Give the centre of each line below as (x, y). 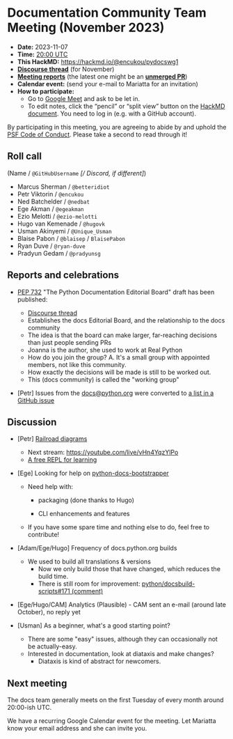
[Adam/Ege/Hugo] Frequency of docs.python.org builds (97, 548)
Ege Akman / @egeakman (50, 209)
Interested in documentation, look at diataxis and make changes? (121, 654)
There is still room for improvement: (89, 584)
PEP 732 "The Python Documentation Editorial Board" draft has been (116, 292)
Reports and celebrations (63, 275)
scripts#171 (54, 591)
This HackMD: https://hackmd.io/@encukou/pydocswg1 (98, 61)
